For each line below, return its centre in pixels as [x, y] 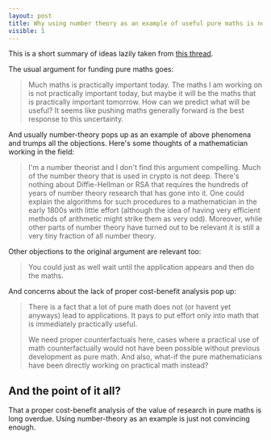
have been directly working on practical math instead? [118, 365]
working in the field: [42, 152]
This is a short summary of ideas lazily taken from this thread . [111, 54]
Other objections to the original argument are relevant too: [105, 251]
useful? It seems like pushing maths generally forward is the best [136, 110]
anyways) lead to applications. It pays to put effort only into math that [144, 316]
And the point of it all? [65, 390]
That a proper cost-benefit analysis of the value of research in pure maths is [135, 410]
